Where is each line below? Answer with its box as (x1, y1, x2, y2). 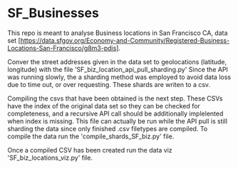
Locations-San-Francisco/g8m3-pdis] (7, 43, 119, 52)
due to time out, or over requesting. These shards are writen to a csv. (7, 80, 211, 88)
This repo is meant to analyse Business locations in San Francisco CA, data (7, 29, 228, 37)
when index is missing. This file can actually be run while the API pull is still (7, 116, 228, 126)
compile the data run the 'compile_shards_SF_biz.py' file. (7, 132, 175, 140)
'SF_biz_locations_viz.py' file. (7, 153, 93, 162)
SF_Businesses (7, 5, 100, 21)
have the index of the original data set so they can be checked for (7, 101, 201, 110)
